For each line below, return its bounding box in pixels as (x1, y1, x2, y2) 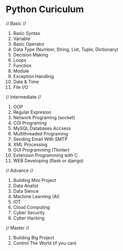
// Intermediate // (6, 94, 42, 100)
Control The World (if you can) (13, 240, 77, 246)
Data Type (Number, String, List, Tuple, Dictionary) (13, 46, 118, 52)
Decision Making (13, 52, 49, 58)
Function (13, 62, 32, 68)
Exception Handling (13, 73, 54, 79)
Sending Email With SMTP (13, 136, 68, 142)
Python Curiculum (6, 4, 84, 15)
